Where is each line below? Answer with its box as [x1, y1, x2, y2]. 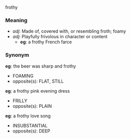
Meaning [5, 17, 28, 24]
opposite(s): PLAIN [12, 103, 52, 109]
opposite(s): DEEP [12, 128, 50, 134]
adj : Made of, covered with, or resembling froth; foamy [12, 28, 126, 34]
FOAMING [12, 73, 34, 79]
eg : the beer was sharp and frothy [5, 63, 77, 69]
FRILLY [12, 98, 28, 104]
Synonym [5, 51, 29, 58]
